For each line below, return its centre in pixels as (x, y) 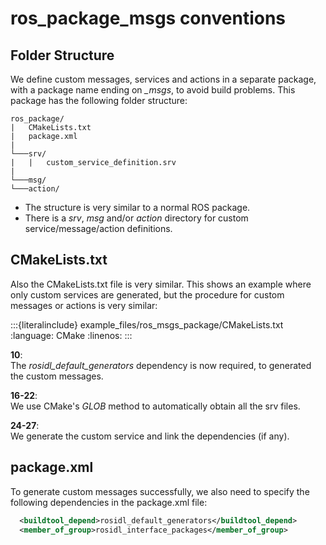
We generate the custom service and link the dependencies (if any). (150, 436)
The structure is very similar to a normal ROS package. (137, 207)
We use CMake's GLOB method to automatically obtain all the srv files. (155, 406)
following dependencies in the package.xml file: (109, 502)
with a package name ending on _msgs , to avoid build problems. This (153, 90)
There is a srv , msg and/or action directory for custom (136, 218)
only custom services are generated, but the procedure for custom (147, 294)
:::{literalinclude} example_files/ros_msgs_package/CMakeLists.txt (147, 324)
